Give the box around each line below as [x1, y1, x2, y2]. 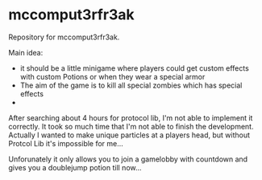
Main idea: [8, 47, 44, 57]
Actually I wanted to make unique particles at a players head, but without [8, 130, 251, 140]
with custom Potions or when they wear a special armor [19, 72, 206, 81]
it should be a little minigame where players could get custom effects [19, 63, 250, 73]
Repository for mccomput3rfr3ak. [8, 32, 120, 42]
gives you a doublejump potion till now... [8, 162, 143, 172]
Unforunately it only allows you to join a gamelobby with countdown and [8, 154, 248, 164]
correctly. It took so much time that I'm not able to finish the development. [8, 121, 254, 131]
